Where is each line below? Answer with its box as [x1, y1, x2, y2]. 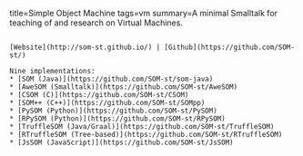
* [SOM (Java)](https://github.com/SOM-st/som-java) [9, 74, 214, 83]
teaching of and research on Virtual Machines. [9, 17, 184, 28]
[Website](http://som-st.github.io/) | [9, 43, 161, 52]
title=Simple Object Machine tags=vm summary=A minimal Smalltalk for [9, 8, 278, 18]
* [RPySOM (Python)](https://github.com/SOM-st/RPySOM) [9, 114, 226, 123]
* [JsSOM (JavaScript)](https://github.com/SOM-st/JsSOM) [9, 138, 234, 147]
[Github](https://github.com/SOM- [164, 43, 296, 52]
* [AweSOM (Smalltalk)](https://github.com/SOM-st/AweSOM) [9, 83, 238, 92]
